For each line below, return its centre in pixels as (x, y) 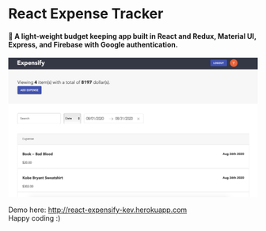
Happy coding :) (34, 218)
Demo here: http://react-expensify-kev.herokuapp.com (98, 210)
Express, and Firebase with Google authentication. (93, 44)
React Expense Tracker (86, 14)
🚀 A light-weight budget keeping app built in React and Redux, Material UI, (132, 36)
